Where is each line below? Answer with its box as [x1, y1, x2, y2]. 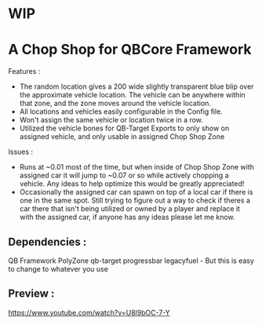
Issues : [8, 147, 34, 157]
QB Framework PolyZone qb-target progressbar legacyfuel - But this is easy [8, 256, 255, 265]
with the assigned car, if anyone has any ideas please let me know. [19, 213, 235, 222]
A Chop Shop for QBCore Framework [8, 41, 252, 59]
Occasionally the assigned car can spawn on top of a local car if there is [19, 188, 253, 197]
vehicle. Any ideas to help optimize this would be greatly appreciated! [19, 179, 245, 188]
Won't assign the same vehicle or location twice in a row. [19, 115, 204, 125]
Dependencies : [8, 235, 87, 248]
